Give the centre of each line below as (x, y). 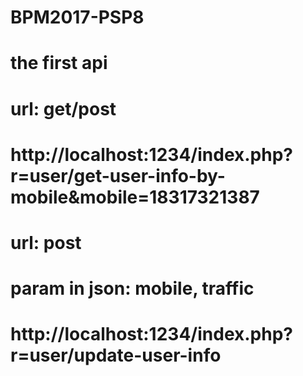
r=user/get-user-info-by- (118, 175)
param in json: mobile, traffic (132, 288)
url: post (46, 242)
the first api (59, 63)
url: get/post (63, 108)
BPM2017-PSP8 (77, 17)
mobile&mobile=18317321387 (135, 197)
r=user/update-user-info (116, 355)
